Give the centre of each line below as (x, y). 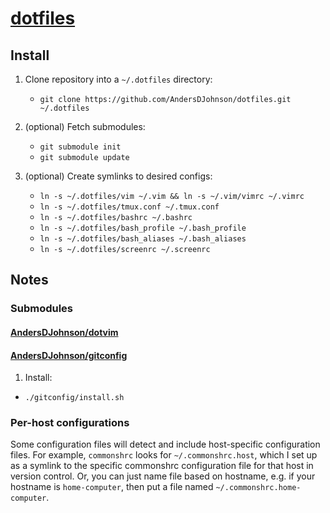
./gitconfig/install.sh (74, 398)
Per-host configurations (70, 423)
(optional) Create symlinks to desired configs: (118, 176)
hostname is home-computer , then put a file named (112, 487)
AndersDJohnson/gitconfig (69, 355)
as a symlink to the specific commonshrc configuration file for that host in (162, 466)
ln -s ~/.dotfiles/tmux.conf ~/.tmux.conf (129, 207)
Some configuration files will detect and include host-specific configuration (165, 444)
